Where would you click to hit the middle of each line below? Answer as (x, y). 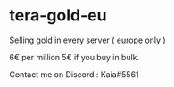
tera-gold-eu (58, 16)
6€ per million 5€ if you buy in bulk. (75, 57)
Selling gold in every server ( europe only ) (88, 40)
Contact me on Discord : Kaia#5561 (75, 74)
